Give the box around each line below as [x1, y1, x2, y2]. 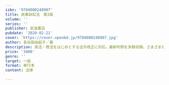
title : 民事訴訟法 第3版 [5, 12, 54, 17]
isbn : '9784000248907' [5, 7, 53, 12]
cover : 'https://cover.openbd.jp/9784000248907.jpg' [5, 35, 118, 40]
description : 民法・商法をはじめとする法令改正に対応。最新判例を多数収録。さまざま [5, 44, 162, 49]
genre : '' [5, 53, 26, 59]
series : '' [5, 21, 28, 26]
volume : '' [5, 16, 28, 21]
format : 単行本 [5, 63, 35, 68]
